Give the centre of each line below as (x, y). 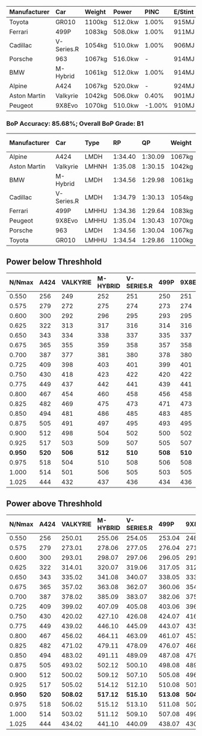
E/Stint (184, 12)
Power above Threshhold (54, 503)
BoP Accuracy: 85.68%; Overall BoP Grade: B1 (75, 123)
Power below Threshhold (54, 261)
